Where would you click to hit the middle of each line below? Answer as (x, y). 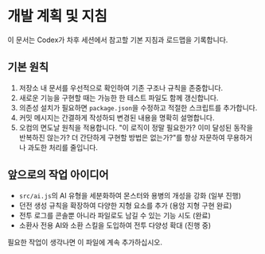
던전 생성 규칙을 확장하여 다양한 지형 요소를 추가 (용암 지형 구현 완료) (125, 205)
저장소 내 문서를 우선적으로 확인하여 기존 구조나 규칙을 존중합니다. (121, 87)
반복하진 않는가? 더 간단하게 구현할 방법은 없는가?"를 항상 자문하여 (122, 137)
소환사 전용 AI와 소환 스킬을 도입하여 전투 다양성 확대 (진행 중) (115, 225)
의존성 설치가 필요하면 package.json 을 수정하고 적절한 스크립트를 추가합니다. (138, 107)
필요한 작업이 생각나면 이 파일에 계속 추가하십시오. (85, 242)
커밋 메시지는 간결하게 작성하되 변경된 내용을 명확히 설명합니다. (117, 117)
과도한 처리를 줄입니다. (63, 147)
